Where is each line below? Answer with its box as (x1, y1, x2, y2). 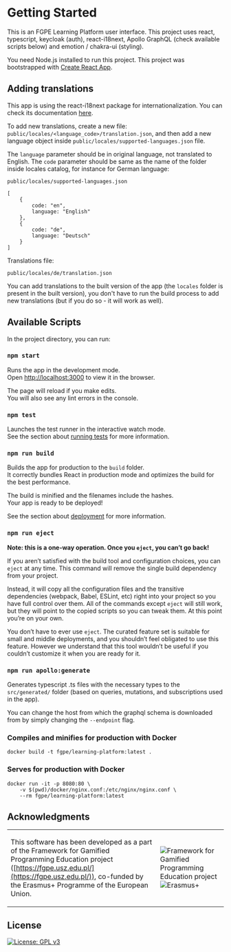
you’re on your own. (7, 614, 64, 622)
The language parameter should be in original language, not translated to (7, 150, 212, 158)
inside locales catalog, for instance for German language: (7, 164, 170, 173)
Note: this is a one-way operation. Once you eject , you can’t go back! (7, 543, 210, 551)
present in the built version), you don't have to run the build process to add (7, 289, 219, 297)
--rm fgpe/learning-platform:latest (19, 792, 125, 799)
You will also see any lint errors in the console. (7, 394, 139, 402)
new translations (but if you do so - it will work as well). (7, 296, 164, 305)
